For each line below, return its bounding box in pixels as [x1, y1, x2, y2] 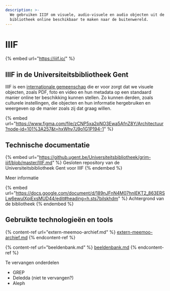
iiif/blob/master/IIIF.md [5, 159, 52, 166]
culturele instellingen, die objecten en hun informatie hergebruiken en [5, 100, 151, 106]
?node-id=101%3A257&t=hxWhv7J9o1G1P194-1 [5, 126, 104, 132]
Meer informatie [5, 175, 39, 181]
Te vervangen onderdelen [5, 260, 59, 266]
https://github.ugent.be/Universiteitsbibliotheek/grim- [39, 154, 151, 160]
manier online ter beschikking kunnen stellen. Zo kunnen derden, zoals [5, 94, 153, 101]
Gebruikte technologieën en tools [5, 215, 113, 224]
